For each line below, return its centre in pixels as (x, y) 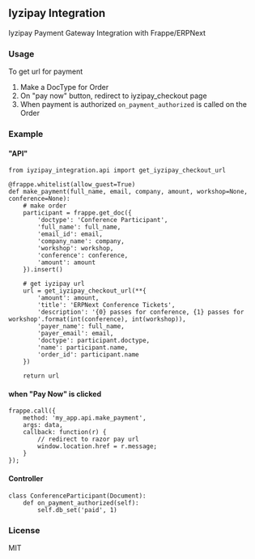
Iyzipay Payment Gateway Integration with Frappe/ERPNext (107, 32)
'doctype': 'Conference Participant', (103, 220)
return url (41, 376)
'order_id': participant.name (88, 355)
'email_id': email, (70, 234)
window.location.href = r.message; (98, 446)
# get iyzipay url (54, 284)
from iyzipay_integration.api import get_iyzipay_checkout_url (117, 171)
